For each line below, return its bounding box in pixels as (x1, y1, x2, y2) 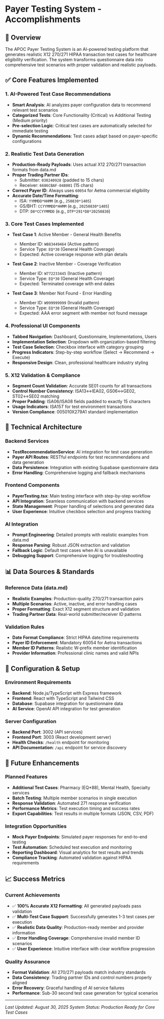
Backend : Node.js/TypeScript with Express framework (12, 690, 122, 696)
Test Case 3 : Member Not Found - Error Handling (12, 290, 112, 296)
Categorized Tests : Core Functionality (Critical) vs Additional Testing (12, 112, 151, 118)
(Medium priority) (12, 117, 48, 123)
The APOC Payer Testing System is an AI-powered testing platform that (5, 46, 149, 52)
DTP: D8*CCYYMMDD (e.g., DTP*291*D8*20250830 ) (19, 208, 111, 214)
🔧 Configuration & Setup (5, 664, 80, 673)
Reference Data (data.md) (5, 585, 68, 591)
